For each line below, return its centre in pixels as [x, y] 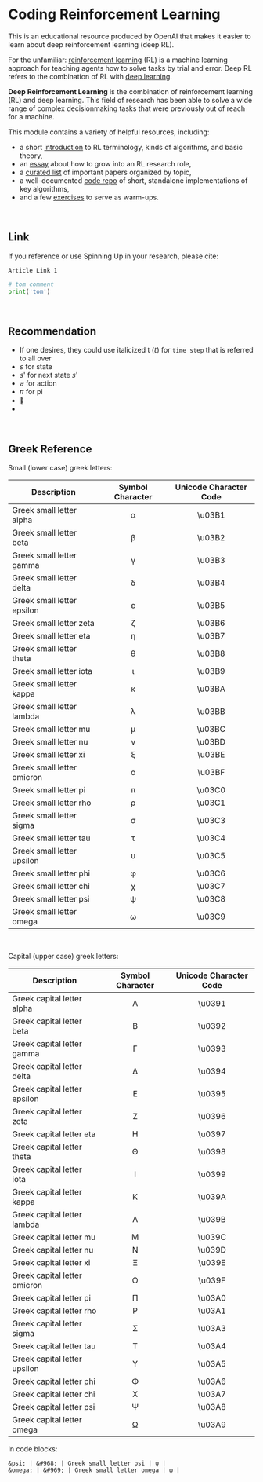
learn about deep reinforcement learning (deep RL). [91, 44]
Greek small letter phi [51, 873]
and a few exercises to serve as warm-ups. [89, 197]
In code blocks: [33, 1449]
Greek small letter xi [49, 755]
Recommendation [52, 331]
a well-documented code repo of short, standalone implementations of [133, 180]
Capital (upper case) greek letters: [63, 957]
